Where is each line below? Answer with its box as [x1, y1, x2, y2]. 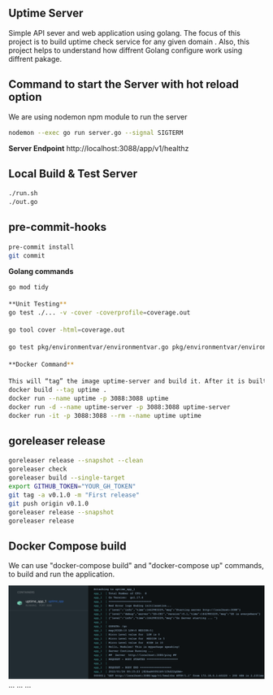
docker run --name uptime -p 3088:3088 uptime [8, 394, 169, 402]
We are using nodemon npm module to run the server [8, 111, 188, 121]
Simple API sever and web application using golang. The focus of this [8, 28, 241, 37]
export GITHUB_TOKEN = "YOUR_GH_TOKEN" [8, 483, 136, 491]
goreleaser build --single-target [8, 474, 126, 482]
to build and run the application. [8, 569, 115, 580]
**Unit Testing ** [8, 300, 67, 308]
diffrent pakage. [8, 54, 63, 63]
